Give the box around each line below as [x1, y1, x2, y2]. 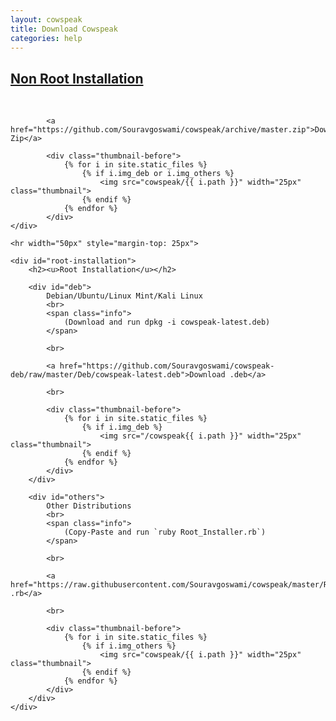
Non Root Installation [10, 70, 144, 87]
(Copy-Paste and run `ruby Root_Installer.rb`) [63, 527, 267, 538]
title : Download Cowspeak [10, 24, 118, 34]
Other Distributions [46, 501, 132, 511]
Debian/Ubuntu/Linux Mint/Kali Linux [46, 291, 203, 301]
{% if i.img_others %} [81, 641, 177, 651]
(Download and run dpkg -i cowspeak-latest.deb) [63, 317, 271, 328]
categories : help [10, 33, 83, 43]
